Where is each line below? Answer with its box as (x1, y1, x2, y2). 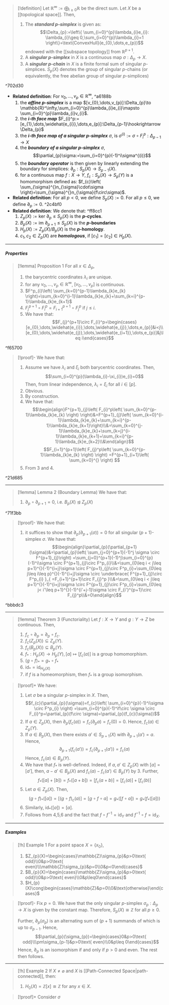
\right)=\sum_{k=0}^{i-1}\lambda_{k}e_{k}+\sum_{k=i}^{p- (25, 293, 145, 299)
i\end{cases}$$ (81, 335, 114, 341)
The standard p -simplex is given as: (25, 21, 102, 27)
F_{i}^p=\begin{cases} (91, 319, 137, 325)
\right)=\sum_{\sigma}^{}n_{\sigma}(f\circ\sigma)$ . (20, 189, 126, 195)
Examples (5, 829, 27, 835)
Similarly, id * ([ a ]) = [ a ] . (25, 804, 73, 812)
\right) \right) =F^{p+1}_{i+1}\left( (80, 452, 149, 458)
